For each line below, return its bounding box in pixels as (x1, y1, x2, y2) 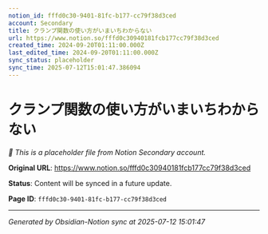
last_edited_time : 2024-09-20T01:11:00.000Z (8, 49, 159, 57)
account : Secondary (8, 19, 73, 27)
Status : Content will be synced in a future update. (8, 178, 172, 188)
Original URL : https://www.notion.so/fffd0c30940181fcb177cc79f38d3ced (8, 163, 251, 173)
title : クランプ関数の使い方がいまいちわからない (8, 26, 152, 34)
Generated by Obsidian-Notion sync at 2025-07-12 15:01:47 (8, 216, 206, 226)
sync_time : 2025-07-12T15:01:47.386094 (8, 64, 141, 72)
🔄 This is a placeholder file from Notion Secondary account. (8, 147, 206, 157)
